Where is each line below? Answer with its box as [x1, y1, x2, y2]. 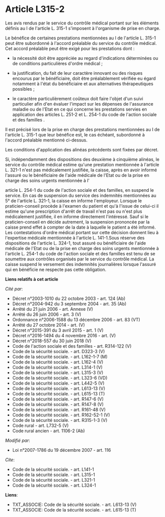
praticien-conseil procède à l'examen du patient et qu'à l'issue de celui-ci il [5, 203, 159, 209]
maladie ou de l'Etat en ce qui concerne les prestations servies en [12, 106, 147, 112]
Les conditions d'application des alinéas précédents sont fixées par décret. [5, 146, 159, 152]
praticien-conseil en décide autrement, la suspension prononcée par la [5, 219, 150, 225]
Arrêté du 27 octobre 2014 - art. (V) [12, 322, 85, 328]
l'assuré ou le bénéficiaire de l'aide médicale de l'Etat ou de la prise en [5, 172, 150, 178]
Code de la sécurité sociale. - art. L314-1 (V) [12, 364, 103, 370]
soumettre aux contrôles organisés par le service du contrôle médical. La [5, 256, 155, 262]
